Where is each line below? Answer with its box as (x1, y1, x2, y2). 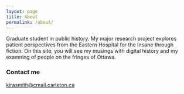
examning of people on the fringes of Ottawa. (6, 53, 116, 61)
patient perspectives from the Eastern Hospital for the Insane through (6, 41, 174, 48)
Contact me (6, 68, 40, 76)
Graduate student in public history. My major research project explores (6, 35, 177, 42)
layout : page (6, 8, 38, 15)
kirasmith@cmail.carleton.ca (6, 81, 75, 88)
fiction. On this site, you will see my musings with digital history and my (6, 48, 178, 55)
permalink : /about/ (6, 19, 54, 25)
